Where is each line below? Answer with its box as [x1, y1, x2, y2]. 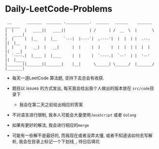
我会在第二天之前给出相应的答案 [19, 102, 83, 107]
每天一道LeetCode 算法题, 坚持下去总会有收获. [12, 75, 104, 81]
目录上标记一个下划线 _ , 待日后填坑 [31, 138, 100, 144]
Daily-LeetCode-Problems [5, 3, 113, 15]
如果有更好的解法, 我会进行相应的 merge [12, 122, 89, 128]
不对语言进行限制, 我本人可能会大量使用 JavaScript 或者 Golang [12, 112, 137, 118]
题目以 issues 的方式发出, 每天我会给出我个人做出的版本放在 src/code [12, 85, 150, 91]
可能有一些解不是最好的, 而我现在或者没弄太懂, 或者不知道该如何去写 [12, 132, 148, 138]
